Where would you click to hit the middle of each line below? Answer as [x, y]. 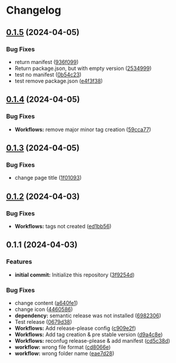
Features [19, 262]
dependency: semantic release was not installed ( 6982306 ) [88, 316]
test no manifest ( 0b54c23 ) [48, 74]
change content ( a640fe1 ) [46, 302]
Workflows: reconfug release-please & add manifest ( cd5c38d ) [92, 340]
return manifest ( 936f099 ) [46, 62]
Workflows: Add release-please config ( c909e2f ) [75, 328]
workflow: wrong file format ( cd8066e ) [63, 347]
